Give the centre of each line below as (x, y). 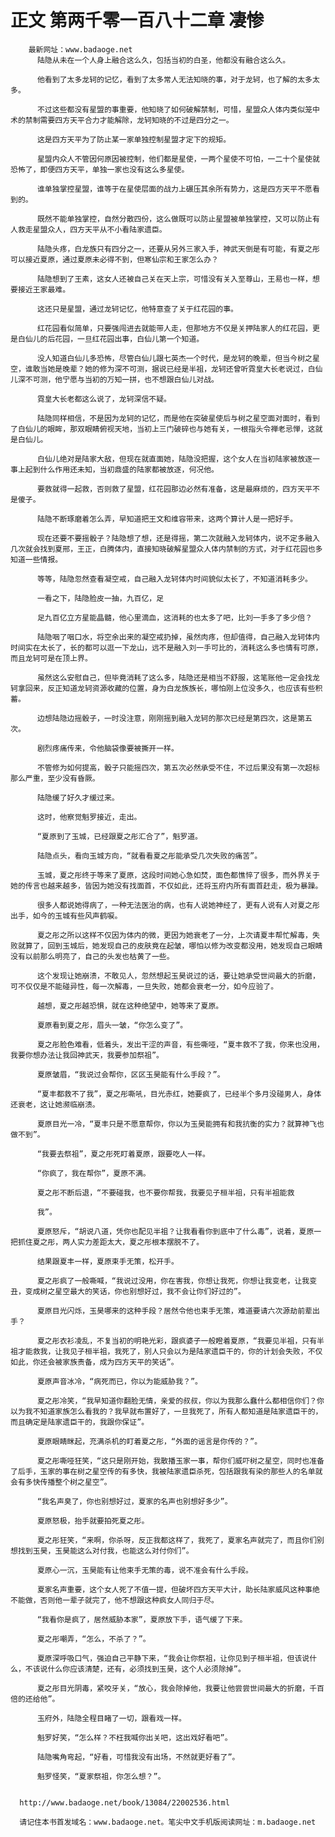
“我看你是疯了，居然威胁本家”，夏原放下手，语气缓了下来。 (142, 1619)
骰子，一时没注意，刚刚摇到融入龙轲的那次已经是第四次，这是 (189, 718)
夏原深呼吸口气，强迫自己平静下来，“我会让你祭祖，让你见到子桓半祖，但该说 (173, 1658)
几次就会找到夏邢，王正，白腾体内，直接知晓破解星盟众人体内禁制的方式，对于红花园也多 (166, 549)
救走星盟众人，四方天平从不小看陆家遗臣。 (92, 229)
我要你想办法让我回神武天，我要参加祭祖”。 (87, 1055)
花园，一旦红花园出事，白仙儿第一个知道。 (129, 339)
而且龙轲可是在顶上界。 (51, 658)
